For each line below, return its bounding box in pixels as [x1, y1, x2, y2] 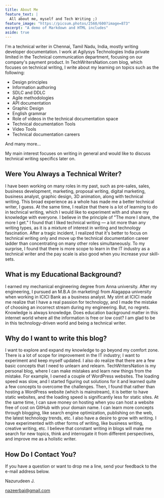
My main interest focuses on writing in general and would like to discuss [5, 150, 151, 156]
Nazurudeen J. [5, 478, 35, 484]
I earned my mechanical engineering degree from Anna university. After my [5, 283, 157, 289]
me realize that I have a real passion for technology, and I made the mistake [5, 299, 158, 305]
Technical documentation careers [12, 131, 80, 137]
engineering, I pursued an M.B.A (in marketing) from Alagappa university [5, 289, 152, 294]
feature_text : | [5, 12, 38, 17]
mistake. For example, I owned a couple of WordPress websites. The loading [5, 373, 160, 379]
